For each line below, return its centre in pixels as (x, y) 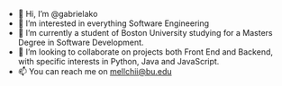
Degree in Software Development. (81, 42)
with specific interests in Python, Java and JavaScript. (118, 61)
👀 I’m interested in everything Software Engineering (114, 23)
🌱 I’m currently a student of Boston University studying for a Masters (145, 33)
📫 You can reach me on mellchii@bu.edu (95, 71)
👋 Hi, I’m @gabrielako (58, 14)
